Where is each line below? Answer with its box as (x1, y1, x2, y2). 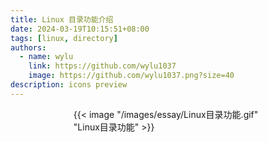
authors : (10, 42, 47, 53)
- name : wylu (19, 52, 74, 62)
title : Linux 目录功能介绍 (10, 14, 114, 25)
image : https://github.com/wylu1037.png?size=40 (28, 71, 235, 81)
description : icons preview (10, 80, 128, 90)
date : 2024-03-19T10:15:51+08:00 (10, 24, 150, 34)
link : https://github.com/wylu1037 (28, 61, 177, 71)
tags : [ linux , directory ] (10, 33, 118, 43)
